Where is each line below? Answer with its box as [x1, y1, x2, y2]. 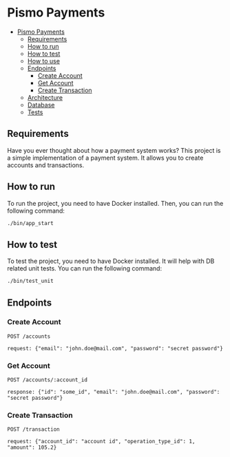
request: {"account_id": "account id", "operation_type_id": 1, [7, 438, 196, 445]
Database [27, 100, 55, 109]
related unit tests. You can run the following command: [7, 264, 163, 273]
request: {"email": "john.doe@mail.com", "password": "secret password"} [7, 345, 224, 352]
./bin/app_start [7, 220, 54, 226]
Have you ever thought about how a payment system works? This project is [7, 146, 222, 154]
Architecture [27, 93, 63, 101]
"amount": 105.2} [7, 444, 57, 451]
